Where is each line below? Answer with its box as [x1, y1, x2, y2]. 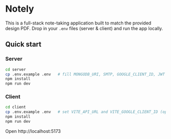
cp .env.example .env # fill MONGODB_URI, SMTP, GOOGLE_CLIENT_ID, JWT [5, 72, 165, 77]
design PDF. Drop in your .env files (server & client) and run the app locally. [5, 25, 163, 31]
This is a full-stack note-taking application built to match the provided [5, 20, 152, 26]
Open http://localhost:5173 [5, 128, 61, 134]
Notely [5, 3, 34, 15]
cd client [5, 105, 26, 110]
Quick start [5, 40, 42, 49]
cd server [5, 67, 26, 72]
